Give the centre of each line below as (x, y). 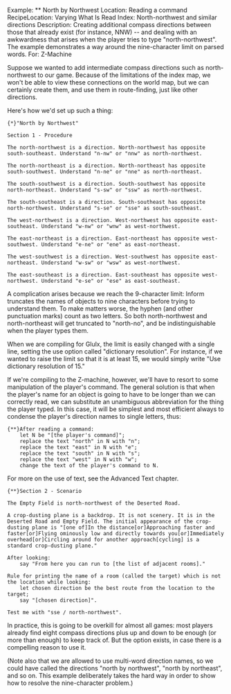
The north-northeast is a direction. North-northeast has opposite (107, 166)
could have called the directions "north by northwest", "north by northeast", (115, 668)
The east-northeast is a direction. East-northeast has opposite (103, 238)
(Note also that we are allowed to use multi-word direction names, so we (110, 661)
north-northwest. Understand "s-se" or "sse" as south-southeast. (105, 208)
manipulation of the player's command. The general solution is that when (111, 387)
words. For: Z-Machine (40, 54)
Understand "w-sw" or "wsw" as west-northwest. (111, 263)
